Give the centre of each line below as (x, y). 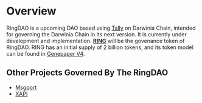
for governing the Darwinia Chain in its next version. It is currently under (96, 34)
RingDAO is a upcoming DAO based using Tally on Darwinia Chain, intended (101, 28)
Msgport (26, 87)
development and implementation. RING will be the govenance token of (96, 41)
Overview (31, 11)
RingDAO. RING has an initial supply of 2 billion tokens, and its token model (100, 47)
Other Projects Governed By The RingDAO (87, 73)
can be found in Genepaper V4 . (46, 53)
